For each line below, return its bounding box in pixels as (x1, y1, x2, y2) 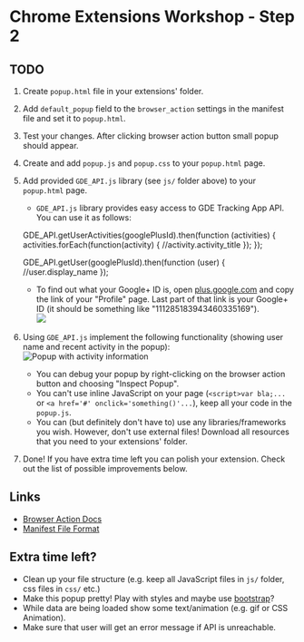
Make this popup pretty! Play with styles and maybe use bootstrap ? (22, 592, 275, 604)
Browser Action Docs (22, 513, 103, 524)
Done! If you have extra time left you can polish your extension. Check (22, 453, 286, 464)
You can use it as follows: (35, 212, 132, 223)
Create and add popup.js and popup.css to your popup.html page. (22, 158, 266, 169)
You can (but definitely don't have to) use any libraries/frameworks (35, 417, 287, 427)
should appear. (22, 141, 79, 151)
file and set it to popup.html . (22, 113, 126, 123)
